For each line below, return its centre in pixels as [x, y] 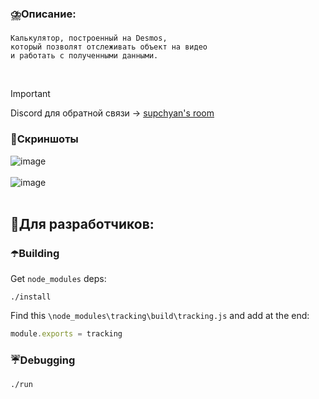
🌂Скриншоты [44, 139]
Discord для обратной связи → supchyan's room [112, 113]
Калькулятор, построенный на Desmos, [89, 38]
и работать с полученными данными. [84, 56]
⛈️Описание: [43, 14]
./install [31, 297]
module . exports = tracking [66, 334]
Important [30, 94]
